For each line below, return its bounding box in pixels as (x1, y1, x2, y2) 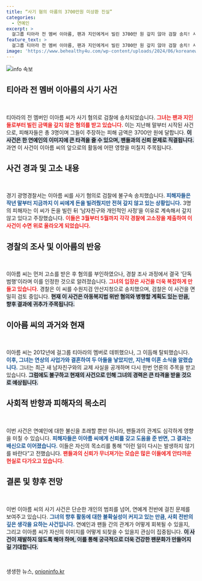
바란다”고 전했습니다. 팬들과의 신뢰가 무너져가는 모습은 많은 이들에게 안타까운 (12, 449, 192, 457)
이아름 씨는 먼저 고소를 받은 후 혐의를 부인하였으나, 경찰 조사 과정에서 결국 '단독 (6, 270, 192, 278)
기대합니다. (12, 543, 39, 550)
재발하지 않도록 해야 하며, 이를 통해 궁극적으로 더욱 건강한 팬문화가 (17, 535, 171, 543)
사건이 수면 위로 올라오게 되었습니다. (6, 222, 91, 229)
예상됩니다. (12, 379, 39, 386)
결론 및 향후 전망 (6, 477, 63, 487)
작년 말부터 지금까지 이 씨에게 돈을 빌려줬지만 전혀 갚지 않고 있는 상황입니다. (6, 200, 182, 207)
